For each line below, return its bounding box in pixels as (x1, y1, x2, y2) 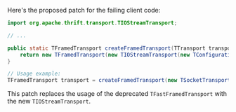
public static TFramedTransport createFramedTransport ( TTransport (7, 45, 206, 52)
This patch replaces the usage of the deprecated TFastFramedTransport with (7, 90, 227, 98)
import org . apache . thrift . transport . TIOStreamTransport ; (7, 20, 178, 27)
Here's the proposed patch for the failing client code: (7, 6, 161, 14)
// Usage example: (7, 70, 61, 78)
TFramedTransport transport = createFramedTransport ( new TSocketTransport (7, 77, 231, 84)
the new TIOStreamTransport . (7, 97, 91, 106)
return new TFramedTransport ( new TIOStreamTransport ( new (20, 51, 190, 58)
